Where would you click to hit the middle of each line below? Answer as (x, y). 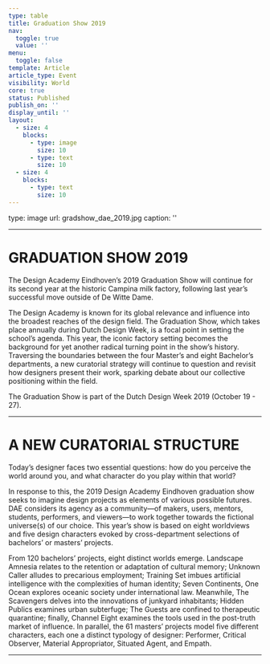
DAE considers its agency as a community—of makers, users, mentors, (126, 508)
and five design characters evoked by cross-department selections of (124, 534)
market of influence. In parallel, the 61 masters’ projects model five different (133, 626)
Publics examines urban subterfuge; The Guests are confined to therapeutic (134, 609)
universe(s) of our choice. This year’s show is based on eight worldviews (129, 525)
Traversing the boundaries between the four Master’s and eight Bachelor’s (131, 355)
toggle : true (37, 38)
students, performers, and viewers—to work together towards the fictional (131, 517)
